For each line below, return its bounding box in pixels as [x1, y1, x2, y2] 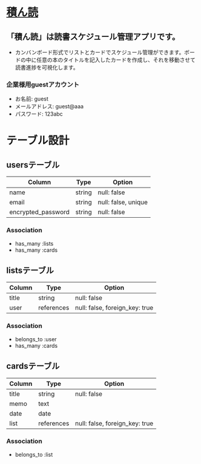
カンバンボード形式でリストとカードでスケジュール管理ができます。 [15, 49, 185, 56]
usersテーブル [6, 160, 60, 170]
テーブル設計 [6, 134, 70, 148]
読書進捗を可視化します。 [15, 64, 79, 71]
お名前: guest [15, 95, 48, 103]
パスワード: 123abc [15, 110, 64, 118]
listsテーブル [6, 265, 54, 275]
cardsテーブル [6, 361, 60, 371]
